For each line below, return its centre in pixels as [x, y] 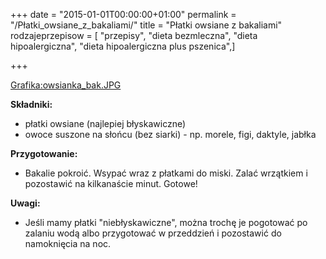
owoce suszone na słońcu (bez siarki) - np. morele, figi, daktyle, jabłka [170, 134]
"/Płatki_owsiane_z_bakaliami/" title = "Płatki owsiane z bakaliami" [146, 25]
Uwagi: [25, 203]
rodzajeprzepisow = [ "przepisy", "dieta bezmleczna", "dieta [134, 35]
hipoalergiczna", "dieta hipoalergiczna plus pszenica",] [123, 46]
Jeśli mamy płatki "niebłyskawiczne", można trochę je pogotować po [166, 222]
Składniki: [31, 104]
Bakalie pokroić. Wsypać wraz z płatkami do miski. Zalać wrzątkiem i [166, 173]
